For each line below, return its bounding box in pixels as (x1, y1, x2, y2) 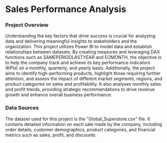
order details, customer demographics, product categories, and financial (5, 126, 156, 132)
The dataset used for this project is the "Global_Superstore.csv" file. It (5, 116, 150, 122)
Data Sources (5, 104, 39, 111)
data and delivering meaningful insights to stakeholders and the (5, 38, 137, 44)
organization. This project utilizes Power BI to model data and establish (5, 44, 152, 50)
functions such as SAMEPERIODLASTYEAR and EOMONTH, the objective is (5, 54, 162, 60)
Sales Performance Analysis (5, 4, 127, 15)
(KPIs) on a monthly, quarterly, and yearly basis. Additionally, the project (5, 65, 155, 71)
